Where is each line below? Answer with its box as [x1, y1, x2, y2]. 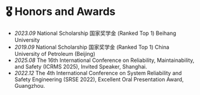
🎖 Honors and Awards [5, 5, 116, 19]
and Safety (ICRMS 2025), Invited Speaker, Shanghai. [14, 63, 148, 70]
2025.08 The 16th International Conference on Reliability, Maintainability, [14, 57, 195, 64]
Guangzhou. [14, 82, 45, 89]
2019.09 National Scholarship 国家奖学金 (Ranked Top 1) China [14, 43, 170, 51]
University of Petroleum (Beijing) [14, 50, 96, 57]
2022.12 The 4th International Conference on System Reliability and [14, 69, 182, 76]
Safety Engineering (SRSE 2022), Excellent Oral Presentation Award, [14, 76, 184, 83]
